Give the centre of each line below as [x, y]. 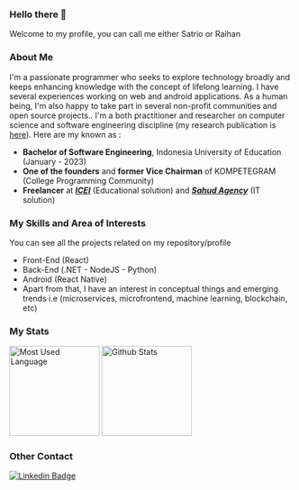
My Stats [29, 331]
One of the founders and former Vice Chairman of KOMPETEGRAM [149, 171]
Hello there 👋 [38, 14]
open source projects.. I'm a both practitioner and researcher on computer [147, 115]
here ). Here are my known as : [65, 134]
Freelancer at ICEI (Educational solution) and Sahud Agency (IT [141, 190]
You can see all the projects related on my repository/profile [120, 242]
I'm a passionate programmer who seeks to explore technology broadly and [150, 77]
